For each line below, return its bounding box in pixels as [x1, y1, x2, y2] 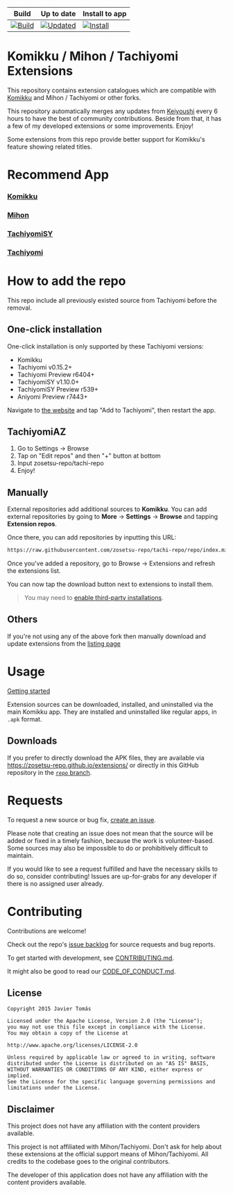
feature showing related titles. [7, 142, 92, 151]
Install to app [83, 9, 127, 18]
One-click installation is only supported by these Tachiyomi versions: [7, 342, 204, 350]
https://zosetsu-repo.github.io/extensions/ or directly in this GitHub [7, 760, 199, 769]
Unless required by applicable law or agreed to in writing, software [7, 1054, 216, 1061]
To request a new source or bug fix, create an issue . [7, 815, 156, 824]
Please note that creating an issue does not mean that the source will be [7, 829, 214, 837]
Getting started [7, 687, 51, 695]
